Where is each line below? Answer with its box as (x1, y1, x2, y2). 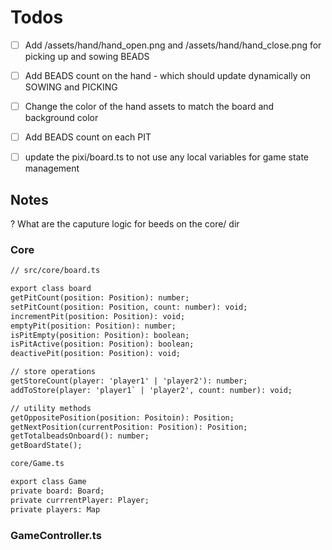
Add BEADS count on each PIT (24, 131, 152, 143)
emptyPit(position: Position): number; (10, 321, 177, 331)
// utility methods (10, 403, 92, 413)
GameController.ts (10, 528, 102, 542)
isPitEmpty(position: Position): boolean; (10, 330, 190, 340)
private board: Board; (10, 486, 105, 496)
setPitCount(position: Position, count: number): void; (10, 302, 248, 312)
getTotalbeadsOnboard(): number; (10, 431, 150, 441)
